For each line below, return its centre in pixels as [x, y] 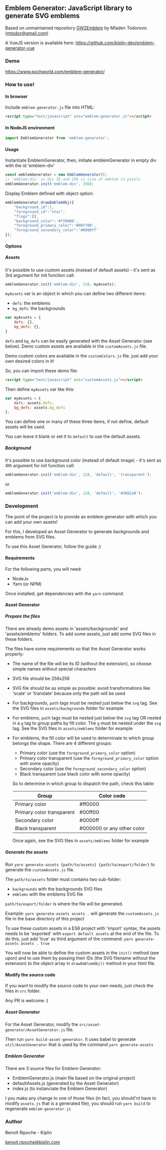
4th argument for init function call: [40, 466]
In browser [17, 96]
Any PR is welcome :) [27, 1001]
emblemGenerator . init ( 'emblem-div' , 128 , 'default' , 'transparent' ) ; [79, 475]
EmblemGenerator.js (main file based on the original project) [74, 1078]
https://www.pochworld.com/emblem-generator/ [55, 72]
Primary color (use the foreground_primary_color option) [78, 753]
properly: [14, 654]
